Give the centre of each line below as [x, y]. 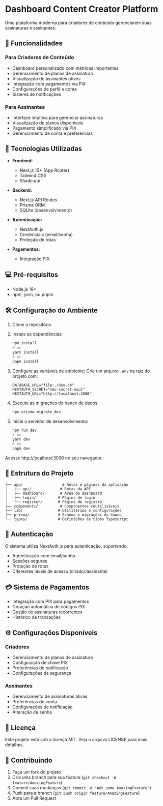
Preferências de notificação [40, 668]
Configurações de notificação [42, 707]
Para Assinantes [25, 107]
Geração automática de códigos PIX [49, 607]
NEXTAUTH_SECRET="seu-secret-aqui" [49, 389]
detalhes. [14, 745]
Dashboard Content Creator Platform [82, 9]
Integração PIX [35, 259]
